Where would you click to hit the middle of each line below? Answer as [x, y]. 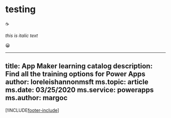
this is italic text [22, 35]
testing [21, 9]
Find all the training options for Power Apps [76, 74]
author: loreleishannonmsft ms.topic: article [77, 82]
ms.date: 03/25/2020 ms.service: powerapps [80, 90]
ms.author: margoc [36, 98]
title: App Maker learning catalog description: [79, 66]
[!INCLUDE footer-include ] [32, 110]
